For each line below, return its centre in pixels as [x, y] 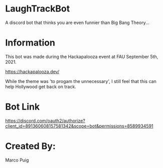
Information [30, 43]
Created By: [31, 146]
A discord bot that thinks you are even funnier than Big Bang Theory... [77, 22]
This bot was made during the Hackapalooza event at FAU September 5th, [82, 56]
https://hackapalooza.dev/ [32, 71]
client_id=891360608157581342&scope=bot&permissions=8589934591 [79, 126]
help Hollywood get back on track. [41, 86]
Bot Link [23, 107]
